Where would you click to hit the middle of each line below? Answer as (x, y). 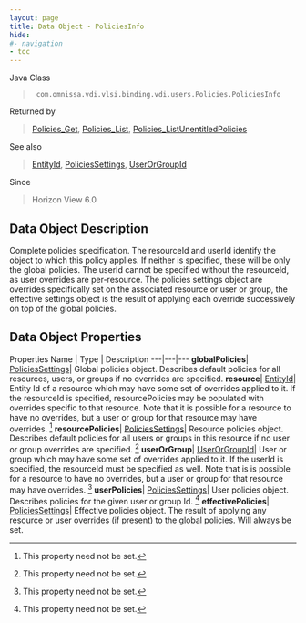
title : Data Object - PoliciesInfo (77, 26)
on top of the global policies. (63, 308)
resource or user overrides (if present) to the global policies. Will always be (150, 520)
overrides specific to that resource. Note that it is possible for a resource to (150, 408)
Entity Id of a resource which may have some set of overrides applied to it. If (153, 388)
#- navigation (36, 43)
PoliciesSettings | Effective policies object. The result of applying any (138, 511)
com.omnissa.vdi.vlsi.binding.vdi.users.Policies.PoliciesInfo (158, 95)
